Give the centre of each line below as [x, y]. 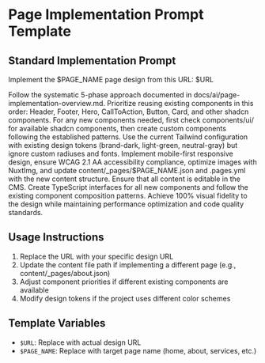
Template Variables [57, 323]
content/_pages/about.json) [65, 273]
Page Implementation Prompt [106, 15]
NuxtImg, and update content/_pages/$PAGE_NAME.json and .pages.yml [127, 170]
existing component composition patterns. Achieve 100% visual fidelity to [128, 196]
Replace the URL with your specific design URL [97, 256]
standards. [26, 212]
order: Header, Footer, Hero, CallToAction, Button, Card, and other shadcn [129, 112]
